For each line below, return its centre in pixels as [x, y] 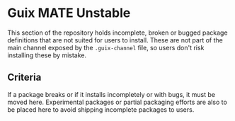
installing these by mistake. [47, 55]
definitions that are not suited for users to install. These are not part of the [115, 40]
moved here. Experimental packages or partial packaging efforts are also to [117, 102]
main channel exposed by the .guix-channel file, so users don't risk [106, 47]
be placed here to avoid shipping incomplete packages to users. [101, 109]
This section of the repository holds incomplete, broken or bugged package [117, 33]
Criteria [24, 77]
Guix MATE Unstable [69, 13]
